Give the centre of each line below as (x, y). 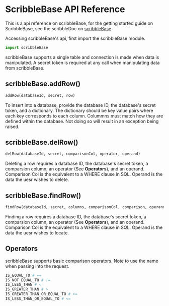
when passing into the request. (37, 266)
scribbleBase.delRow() (42, 142)
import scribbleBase (27, 47)
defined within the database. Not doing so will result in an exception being (82, 121)
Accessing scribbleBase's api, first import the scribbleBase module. (75, 38)
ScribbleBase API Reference (65, 9)
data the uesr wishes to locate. (37, 232)
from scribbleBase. (25, 68)
